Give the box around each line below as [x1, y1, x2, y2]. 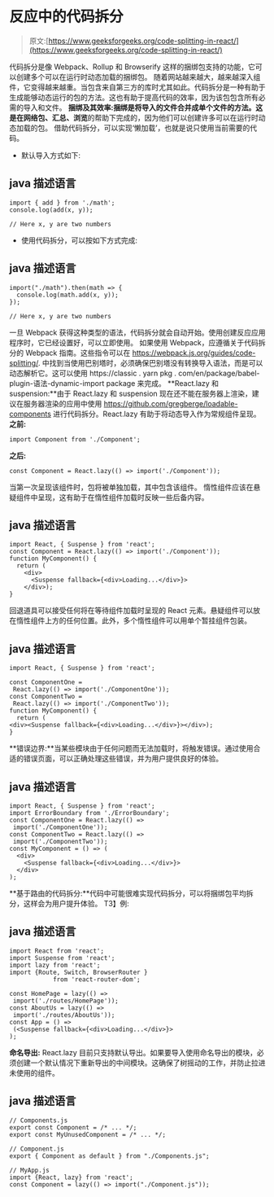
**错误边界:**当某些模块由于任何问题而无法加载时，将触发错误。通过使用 [9, 743, 254, 753]
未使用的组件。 [9, 1068, 59, 1077]
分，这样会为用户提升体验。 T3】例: [9, 899, 129, 908]
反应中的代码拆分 [9, 7, 124, 26]
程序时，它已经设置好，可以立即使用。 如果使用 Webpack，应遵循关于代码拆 [9, 337, 266, 347]
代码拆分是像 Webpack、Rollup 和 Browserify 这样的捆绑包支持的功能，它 [9, 62, 255, 72]
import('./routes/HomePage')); [12, 997, 119, 1005]
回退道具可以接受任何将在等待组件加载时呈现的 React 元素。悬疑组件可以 [9, 606, 254, 616]
